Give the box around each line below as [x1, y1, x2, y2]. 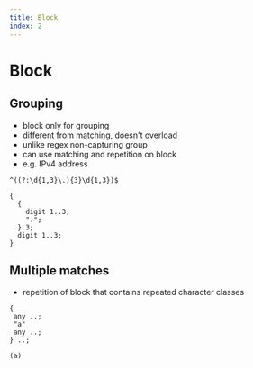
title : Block [9, 13, 59, 22]
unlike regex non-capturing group [22, 139, 149, 149]
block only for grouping [22, 120, 110, 130]
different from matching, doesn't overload [22, 130, 178, 140]
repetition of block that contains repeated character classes [22, 287, 245, 298]
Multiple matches [9, 263, 110, 278]
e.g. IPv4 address [22, 158, 88, 169]
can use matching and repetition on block [22, 148, 177, 159]
